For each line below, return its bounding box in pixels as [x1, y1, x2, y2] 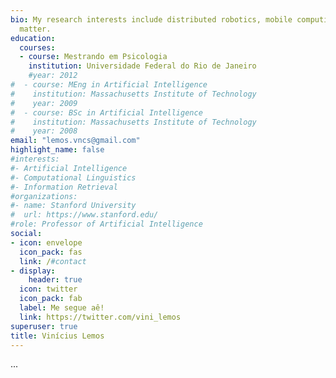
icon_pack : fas [19, 247, 83, 257]
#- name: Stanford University [10, 201, 137, 211]
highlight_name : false [10, 145, 105, 155]
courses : [19, 42, 56, 53]
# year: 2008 [10, 126, 78, 136]
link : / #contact [19, 256, 87, 266]
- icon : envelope [10, 237, 83, 248]
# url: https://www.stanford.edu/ [10, 210, 159, 220]
